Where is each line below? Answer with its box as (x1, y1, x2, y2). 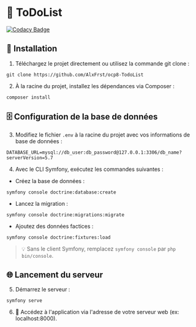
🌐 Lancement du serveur (6, 269, 103, 280)
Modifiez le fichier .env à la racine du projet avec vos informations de (15, 131, 190, 138)
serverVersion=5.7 (6, 154, 53, 161)
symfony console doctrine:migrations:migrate (6, 211, 124, 218)
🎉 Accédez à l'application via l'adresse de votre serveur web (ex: (15, 309, 179, 316)
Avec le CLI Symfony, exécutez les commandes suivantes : (15, 165, 164, 173)
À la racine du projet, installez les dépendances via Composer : (15, 82, 175, 89)
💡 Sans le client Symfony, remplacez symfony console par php (21, 245, 176, 252)
